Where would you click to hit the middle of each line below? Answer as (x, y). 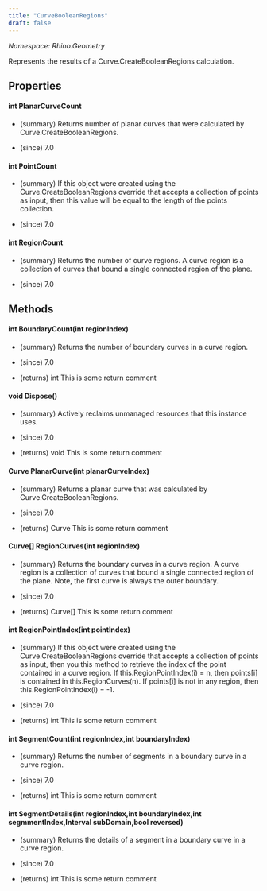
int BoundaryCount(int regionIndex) (68, 329)
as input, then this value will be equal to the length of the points (124, 200)
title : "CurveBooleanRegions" (58, 15)
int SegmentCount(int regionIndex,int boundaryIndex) (99, 738)
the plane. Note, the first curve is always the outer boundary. (119, 580)
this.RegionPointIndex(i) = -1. (67, 689)
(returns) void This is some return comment (91, 453)
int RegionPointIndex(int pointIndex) (70, 630)
